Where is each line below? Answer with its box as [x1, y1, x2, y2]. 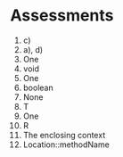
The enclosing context [22, 129, 106, 140]
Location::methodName [22, 139, 110, 150]
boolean [22, 82, 53, 93]
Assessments [10, 5, 114, 26]
